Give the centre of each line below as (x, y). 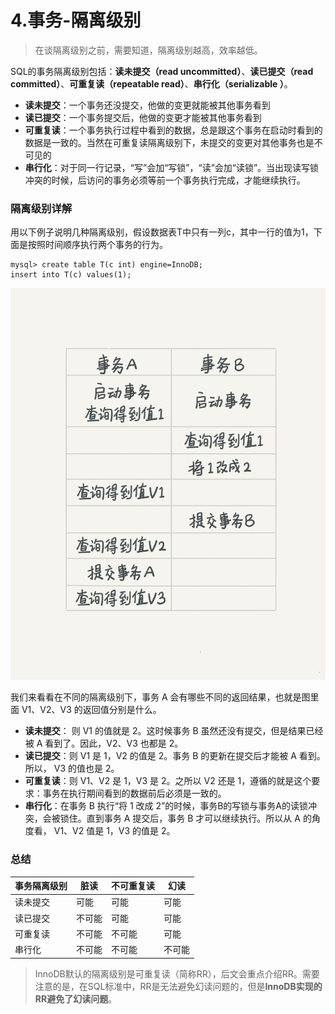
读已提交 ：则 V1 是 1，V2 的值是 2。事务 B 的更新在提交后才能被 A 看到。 (175, 756)
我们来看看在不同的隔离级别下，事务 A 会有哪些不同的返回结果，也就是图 (160, 697)
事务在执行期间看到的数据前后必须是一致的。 (134, 793)
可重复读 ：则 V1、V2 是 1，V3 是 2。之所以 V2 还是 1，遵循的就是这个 (168, 781)
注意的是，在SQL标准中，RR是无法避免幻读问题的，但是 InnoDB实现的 (178, 986)
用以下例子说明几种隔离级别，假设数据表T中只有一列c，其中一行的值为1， (162, 232)
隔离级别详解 (41, 208)
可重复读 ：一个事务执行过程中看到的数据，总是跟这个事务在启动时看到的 (173, 130)
